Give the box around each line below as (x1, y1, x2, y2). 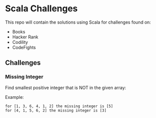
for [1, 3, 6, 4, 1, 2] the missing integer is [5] (5, 104, 113, 109)
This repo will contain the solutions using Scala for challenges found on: (5, 19, 151, 25)
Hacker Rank (12, 34, 38, 40)
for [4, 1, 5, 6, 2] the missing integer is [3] (5, 108, 107, 113)
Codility (12, 39, 28, 45)
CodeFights (12, 44, 36, 50)
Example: (5, 94, 24, 100)
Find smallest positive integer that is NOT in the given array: (5, 85, 126, 90)
